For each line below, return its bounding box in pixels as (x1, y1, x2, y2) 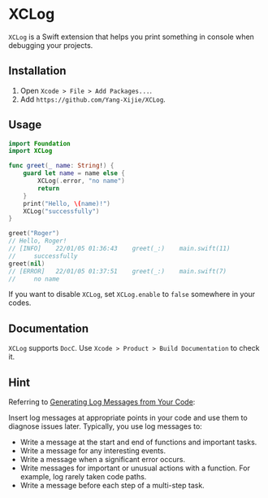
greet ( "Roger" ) (8, 229, 60, 238)
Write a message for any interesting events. (19, 446, 166, 456)
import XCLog (8, 147, 53, 155)
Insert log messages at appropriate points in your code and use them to (8, 413, 248, 423)
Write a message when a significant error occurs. (19, 455, 185, 465)
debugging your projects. (8, 40, 93, 50)
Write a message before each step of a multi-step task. (19, 481, 205, 491)
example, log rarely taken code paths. (19, 472, 147, 482)
